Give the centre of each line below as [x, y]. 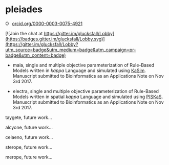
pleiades [24, 9]
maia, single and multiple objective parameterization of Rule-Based [83, 65]
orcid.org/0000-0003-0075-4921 [47, 23]
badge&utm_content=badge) [36, 55]
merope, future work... [29, 157]
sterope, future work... [29, 147]
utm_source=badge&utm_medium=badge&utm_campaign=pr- [71, 50]
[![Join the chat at [24, 33]
